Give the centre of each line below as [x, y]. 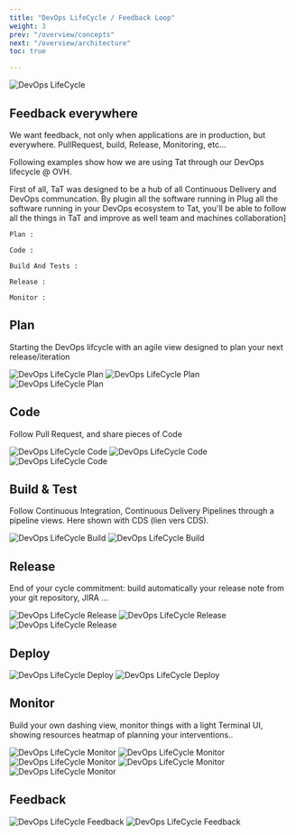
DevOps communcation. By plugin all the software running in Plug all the [143, 199]
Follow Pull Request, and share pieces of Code [96, 433]
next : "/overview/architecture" [70, 43]
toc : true [28, 51]
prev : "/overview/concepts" [62, 34]
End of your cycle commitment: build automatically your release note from [147, 589]
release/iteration [40, 357]
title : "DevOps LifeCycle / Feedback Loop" [92, 18]
